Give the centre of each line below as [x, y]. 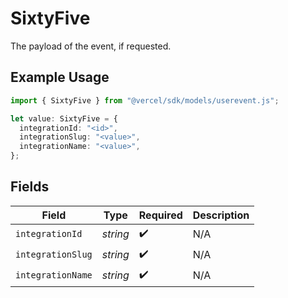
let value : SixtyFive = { [64, 118]
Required [160, 215]
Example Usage [60, 77]
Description [221, 215]
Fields [30, 187]
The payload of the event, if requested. [91, 46]
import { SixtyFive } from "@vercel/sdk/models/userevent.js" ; [145, 100]
